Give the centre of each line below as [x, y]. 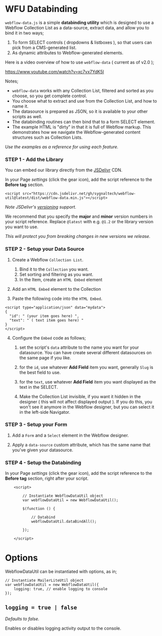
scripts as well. [27, 116]
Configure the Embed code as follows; [49, 338]
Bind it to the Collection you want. [54, 269]
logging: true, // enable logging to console [61, 589]
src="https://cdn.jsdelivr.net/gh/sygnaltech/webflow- [79, 194]
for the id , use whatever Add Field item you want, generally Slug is [86, 367]
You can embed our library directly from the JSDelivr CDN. [64, 170]
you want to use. [22, 227]
